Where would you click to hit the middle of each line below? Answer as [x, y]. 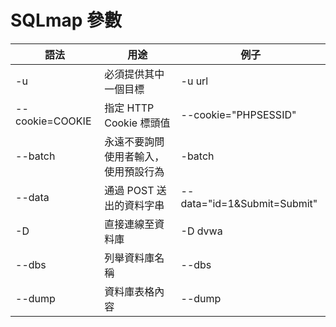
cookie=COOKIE [53, 121]
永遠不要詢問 [134, 141]
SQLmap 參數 [66, 20]
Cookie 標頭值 [137, 123]
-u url [194, 81]
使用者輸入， [134, 156]
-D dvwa [201, 231]
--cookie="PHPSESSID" [238, 114]
